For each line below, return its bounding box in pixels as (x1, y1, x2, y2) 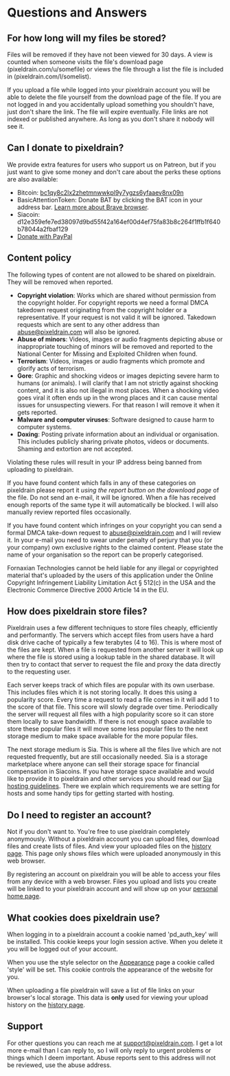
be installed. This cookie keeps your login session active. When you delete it (7, 938, 223, 946)
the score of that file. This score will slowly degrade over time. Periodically (7, 703, 218, 711)
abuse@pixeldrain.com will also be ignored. (16, 327, 141, 336)
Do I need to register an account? (7, 809, 152, 821)
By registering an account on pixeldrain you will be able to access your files (7, 870, 221, 879)
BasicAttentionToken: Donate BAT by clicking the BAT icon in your (16, 195, 203, 204)
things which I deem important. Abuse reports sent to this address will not (7, 1053, 216, 1062)
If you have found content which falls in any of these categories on (7, 478, 196, 486)
